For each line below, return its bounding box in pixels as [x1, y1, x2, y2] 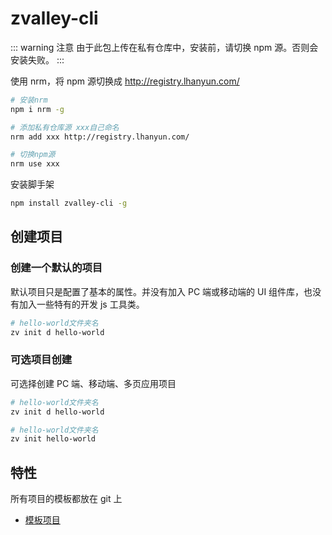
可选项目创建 [10, 353, 73, 367]
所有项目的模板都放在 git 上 [10, 493, 123, 505]
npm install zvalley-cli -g [10, 198, 128, 209]
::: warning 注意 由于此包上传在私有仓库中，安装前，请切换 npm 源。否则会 [10, 41, 319, 53]
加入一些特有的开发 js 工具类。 [18, 298, 145, 310]
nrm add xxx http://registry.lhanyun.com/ [10, 132, 190, 142]
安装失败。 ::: [10, 53, 65, 66]
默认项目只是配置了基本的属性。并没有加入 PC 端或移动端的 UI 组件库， [10, 285, 305, 297]
